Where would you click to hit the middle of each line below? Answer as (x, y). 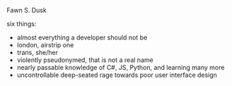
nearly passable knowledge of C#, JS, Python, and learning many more (121, 67)
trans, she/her (37, 53)
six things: (22, 24)
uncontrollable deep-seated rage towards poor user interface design (117, 75)
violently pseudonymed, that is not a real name (85, 60)
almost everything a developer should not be (82, 37)
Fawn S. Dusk (27, 10)
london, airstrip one (45, 45)
